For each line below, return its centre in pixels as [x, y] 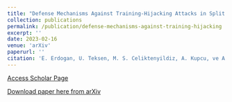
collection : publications [44, 20]
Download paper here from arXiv [54, 91]
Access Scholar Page [38, 78]
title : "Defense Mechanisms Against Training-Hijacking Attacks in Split [116, 13]
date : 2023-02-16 [32, 39]
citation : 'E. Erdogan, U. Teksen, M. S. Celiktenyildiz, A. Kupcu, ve [113, 59]
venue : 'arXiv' [29, 45]
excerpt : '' [24, 33]
